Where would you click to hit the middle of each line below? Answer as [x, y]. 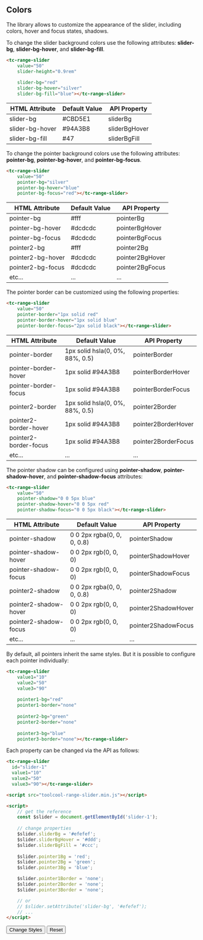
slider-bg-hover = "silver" [50, 88]
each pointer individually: [38, 661]
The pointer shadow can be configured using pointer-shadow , [84, 470]
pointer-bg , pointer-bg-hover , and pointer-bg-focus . [74, 160]
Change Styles [26, 930]
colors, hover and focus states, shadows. [57, 31]
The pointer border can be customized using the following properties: [93, 292]
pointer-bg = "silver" [43, 182]
